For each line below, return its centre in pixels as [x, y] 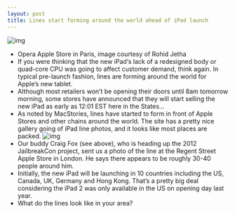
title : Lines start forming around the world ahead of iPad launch [108, 20]
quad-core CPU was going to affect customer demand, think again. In [118, 69]
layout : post [26, 14]
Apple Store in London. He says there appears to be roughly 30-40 [114, 158]
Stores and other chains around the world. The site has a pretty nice [116, 121]
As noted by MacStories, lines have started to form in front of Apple [115, 114]
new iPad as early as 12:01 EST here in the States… [91, 106]
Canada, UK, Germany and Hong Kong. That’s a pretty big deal [108, 180]
